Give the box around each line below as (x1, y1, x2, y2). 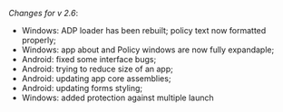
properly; (21, 35, 56, 45)
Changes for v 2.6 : (8, 8, 79, 18)
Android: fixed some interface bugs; (21, 54, 157, 64)
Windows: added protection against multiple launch (21, 92, 214, 103)
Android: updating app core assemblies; (21, 73, 171, 84)
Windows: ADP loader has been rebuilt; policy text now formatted (21, 25, 267, 35)
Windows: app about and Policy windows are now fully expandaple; (21, 44, 275, 55)
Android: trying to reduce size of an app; (21, 63, 173, 74)
